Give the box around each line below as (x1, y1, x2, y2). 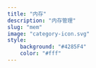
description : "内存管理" (7, 17, 76, 24)
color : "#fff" (20, 50, 61, 57)
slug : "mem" (7, 23, 42, 30)
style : (7, 37, 27, 44)
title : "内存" (7, 10, 47, 18)
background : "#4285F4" (20, 43, 87, 50)
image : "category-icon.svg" (7, 30, 90, 38)
